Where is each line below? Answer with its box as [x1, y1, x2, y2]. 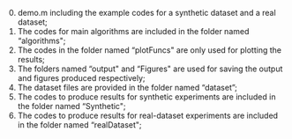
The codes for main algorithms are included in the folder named [17, 26, 250, 36]
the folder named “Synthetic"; [17, 101, 126, 111]
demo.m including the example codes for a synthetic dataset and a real [17, 8, 276, 18]
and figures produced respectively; [17, 73, 146, 83]
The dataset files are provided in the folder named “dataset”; [17, 83, 238, 92]
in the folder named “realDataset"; [17, 120, 143, 130]
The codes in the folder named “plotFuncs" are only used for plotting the [17, 45, 282, 55]
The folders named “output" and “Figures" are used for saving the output [17, 63, 283, 74]
